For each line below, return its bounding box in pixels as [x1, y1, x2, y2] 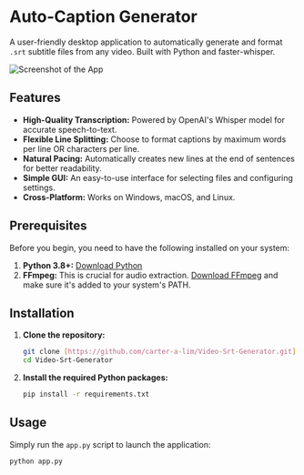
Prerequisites [9, 218, 87, 234]
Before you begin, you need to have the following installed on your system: [9, 242, 289, 253]
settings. [22, 182, 56, 193]
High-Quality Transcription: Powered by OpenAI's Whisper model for [22, 114, 285, 125]
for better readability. [22, 162, 102, 174]
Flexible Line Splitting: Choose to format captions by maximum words [22, 134, 287, 145]
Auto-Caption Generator [9, 6, 198, 27]
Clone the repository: [22, 329, 106, 340]
